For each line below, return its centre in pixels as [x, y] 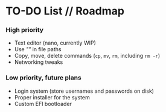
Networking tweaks [39, 62]
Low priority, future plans [44, 78]
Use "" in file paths [38, 49]
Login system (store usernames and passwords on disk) [84, 91]
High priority [24, 30]
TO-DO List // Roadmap [65, 11]
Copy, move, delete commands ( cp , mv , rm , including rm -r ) [87, 56]
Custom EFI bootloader [43, 104]
